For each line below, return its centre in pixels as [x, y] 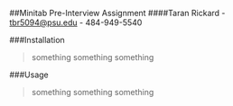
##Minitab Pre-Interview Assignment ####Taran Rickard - [117, 13]
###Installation [37, 40]
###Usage [29, 75]
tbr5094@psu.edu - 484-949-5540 [76, 22]
